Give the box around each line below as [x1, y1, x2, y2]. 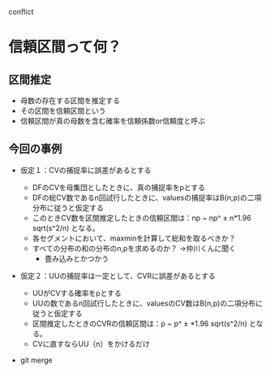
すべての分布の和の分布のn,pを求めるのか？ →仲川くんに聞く [32, 243, 237, 253]
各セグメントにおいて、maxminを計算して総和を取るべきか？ [32, 233, 236, 243]
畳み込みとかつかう [44, 254, 110, 263]
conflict [8, 7, 34, 16]
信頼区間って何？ [8, 38, 122, 56]
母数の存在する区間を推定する [19, 96, 120, 105]
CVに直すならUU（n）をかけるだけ [32, 339, 150, 349]
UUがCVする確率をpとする [32, 288, 122, 297]
